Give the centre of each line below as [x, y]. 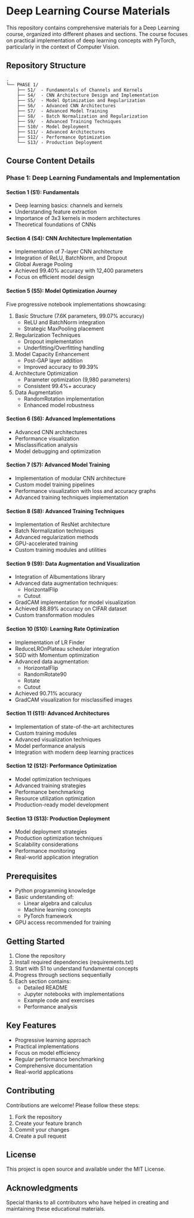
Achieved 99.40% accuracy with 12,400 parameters [79, 270]
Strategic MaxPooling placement [64, 329]
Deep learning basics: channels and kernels [69, 206]
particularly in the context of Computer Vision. [63, 47]
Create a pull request [41, 1136]
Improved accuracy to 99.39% [61, 366]
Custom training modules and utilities [60, 550]
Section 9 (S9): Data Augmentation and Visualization [73, 563]
